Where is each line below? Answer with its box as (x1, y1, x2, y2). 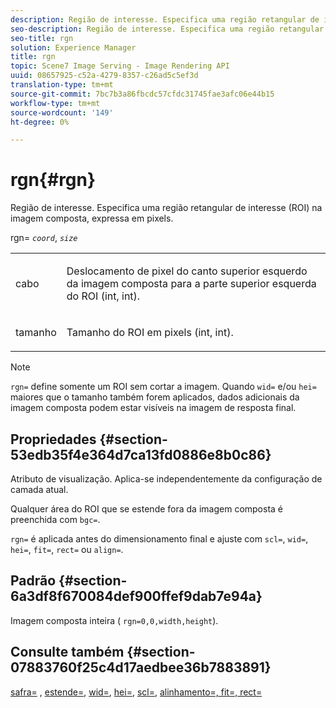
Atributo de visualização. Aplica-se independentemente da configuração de (10, 473, 323, 485)
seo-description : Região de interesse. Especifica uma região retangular (10, 24, 325, 34)
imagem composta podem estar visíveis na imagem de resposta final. (10, 402, 297, 414)
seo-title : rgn (10, 33, 74, 43)
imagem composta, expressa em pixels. (10, 212, 174, 225)
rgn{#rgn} (10, 169, 97, 191)
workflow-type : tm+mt (10, 98, 101, 108)
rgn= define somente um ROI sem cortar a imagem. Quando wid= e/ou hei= (10, 381, 317, 393)
